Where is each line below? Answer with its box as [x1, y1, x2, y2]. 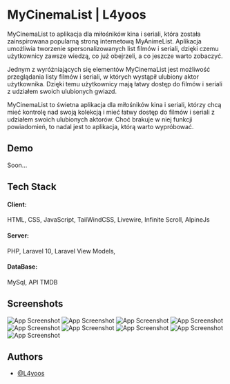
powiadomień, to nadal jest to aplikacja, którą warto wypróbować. [7, 122, 194, 131]
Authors [7, 351, 44, 363]
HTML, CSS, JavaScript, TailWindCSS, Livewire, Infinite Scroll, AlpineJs [7, 215, 210, 224]
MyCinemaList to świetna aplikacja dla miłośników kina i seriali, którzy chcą [7, 100, 222, 108]
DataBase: [7, 262, 38, 271]
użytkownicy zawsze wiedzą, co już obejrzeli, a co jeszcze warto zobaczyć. [7, 52, 223, 60]
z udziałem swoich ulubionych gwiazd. [7, 87, 117, 95]
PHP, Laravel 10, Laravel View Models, [7, 247, 116, 255]
